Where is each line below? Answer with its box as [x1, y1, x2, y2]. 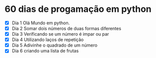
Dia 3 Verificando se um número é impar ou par [11, 31, 109, 37]
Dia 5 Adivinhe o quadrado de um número [11, 42, 98, 48]
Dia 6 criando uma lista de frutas [11, 48, 79, 54]
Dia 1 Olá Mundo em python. [11, 20, 70, 26]
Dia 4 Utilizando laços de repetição [11, 37, 84, 43]
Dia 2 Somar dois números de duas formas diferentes [11, 26, 121, 31]
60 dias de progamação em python [4, 3, 152, 15]
